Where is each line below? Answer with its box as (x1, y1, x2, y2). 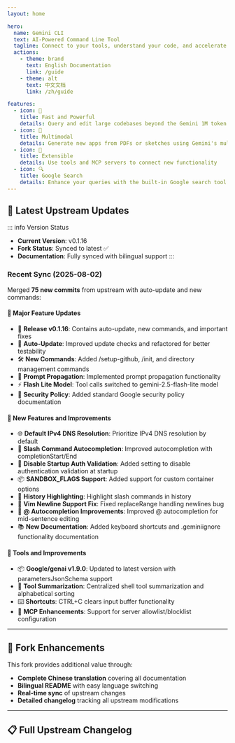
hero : (7, 22, 23, 30)
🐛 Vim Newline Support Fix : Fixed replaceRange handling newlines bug (17, 500, 225, 508)
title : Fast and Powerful (20, 113, 96, 121)
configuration (17, 615, 57, 623)
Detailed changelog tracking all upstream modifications (17, 696, 179, 704)
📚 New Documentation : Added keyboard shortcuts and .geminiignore (17, 522, 221, 531)
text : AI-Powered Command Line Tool (13, 36, 120, 43)
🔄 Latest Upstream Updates (7, 204, 129, 217)
